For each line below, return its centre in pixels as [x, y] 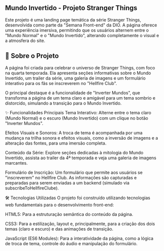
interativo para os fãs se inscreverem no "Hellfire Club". [61, 83]
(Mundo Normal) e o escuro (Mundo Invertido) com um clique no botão [77, 118]
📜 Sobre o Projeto [32, 56]
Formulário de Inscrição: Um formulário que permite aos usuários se [74, 172]
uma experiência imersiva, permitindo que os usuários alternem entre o [77, 30]
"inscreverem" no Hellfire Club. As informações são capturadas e [71, 177]
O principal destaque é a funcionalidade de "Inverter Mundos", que [73, 93]
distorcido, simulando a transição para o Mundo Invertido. [63, 103]
